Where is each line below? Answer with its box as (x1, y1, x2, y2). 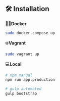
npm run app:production (5, 77, 55, 82)
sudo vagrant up (5, 52, 39, 57)
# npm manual (5, 73, 33, 78)
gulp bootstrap (5, 91, 37, 96)
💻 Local (5, 61, 22, 67)
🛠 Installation (5, 5, 49, 13)
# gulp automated (5, 86, 42, 91)
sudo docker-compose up (5, 30, 55, 35)
